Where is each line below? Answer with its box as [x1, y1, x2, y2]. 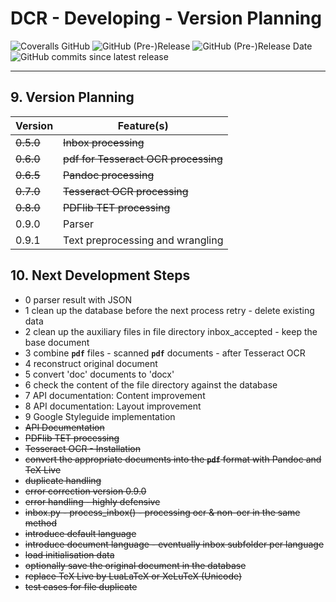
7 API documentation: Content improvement [24, 389, 206, 401]
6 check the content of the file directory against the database [24, 378, 278, 391]
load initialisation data [24, 548, 115, 561]
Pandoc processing [63, 168, 155, 182]
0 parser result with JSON [24, 293, 133, 306]
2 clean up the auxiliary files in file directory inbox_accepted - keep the [24, 325, 318, 337]
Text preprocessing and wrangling [63, 233, 224, 247]
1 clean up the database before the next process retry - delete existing [24, 304, 315, 316]
